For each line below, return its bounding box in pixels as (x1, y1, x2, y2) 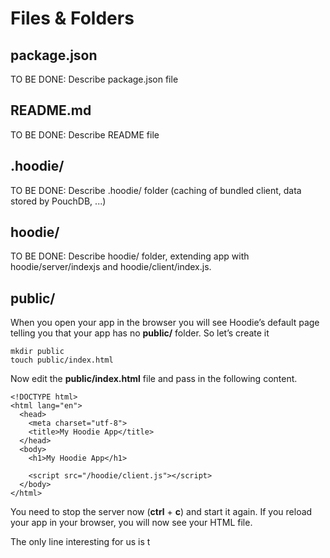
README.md (10, 102, 92, 119)
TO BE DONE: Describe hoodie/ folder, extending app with (10, 250, 250, 262)
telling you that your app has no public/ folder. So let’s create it (10, 327, 270, 339)
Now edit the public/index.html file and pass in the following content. (10, 373, 298, 385)
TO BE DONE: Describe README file (10, 128, 160, 141)
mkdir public (10, 347, 65, 357)
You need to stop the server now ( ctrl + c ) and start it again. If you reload (10, 506, 313, 518)
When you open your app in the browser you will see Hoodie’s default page (10, 317, 320, 329)
